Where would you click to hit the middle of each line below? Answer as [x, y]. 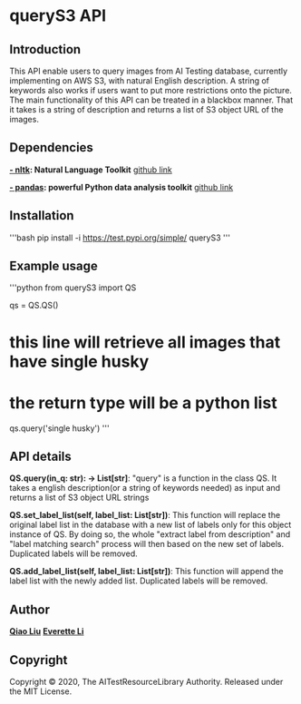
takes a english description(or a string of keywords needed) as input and [145, 488]
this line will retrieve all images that [145, 342]
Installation [42, 215]
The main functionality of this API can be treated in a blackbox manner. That [151, 100]
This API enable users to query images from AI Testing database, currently [149, 71]
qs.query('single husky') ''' [60, 428]
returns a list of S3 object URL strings [79, 498]
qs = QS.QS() [34, 306]
